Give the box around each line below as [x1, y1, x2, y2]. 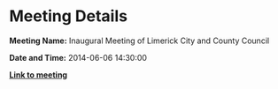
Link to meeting [9, 69, 68, 80]
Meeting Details [9, 6, 128, 26]
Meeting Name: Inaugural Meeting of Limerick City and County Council [9, 35, 270, 46]
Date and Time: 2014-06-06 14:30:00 [9, 52, 148, 63]
